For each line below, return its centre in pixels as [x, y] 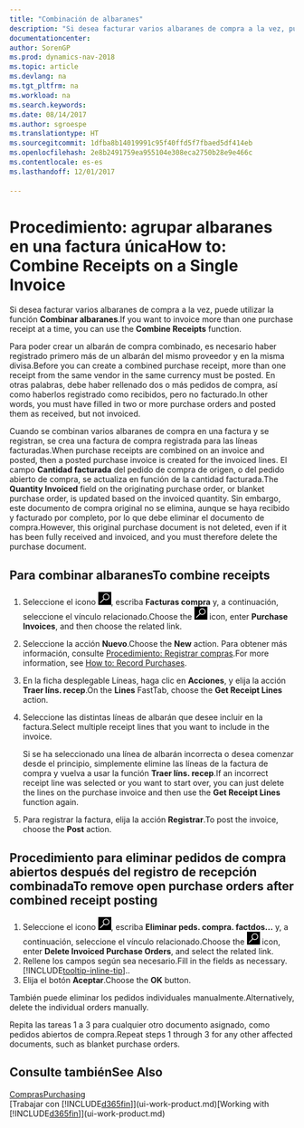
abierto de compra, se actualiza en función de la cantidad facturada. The [144, 479]
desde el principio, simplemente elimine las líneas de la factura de [145, 763]
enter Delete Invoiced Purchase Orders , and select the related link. [148, 952]
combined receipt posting [84, 900]
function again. [51, 802]
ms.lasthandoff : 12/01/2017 [62, 172]
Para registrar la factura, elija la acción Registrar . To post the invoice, [150, 820]
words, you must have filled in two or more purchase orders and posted [142, 404]
